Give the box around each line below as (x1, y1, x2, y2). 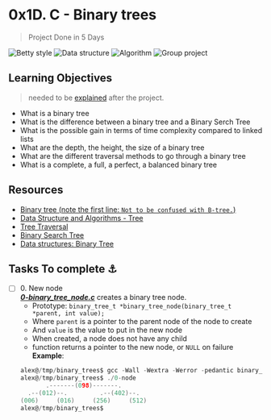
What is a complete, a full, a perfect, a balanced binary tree (19, 160, 218, 169)
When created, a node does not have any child (31, 334, 188, 343)
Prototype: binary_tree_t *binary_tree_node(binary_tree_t (31, 301, 232, 311)
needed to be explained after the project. (27, 93, 165, 102)
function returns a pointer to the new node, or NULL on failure (31, 343, 234, 352)
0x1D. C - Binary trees (8, 6, 157, 24)
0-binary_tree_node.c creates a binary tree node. (19, 293, 187, 302)
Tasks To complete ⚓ (8, 262, 118, 276)
